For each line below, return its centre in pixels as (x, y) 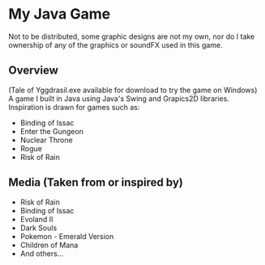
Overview (34, 71)
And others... (42, 253)
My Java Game (60, 14)
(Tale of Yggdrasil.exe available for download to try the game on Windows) (133, 90)
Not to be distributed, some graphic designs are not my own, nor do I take (132, 36)
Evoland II (36, 219)
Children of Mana (49, 245)
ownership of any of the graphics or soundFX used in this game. (115, 44)
